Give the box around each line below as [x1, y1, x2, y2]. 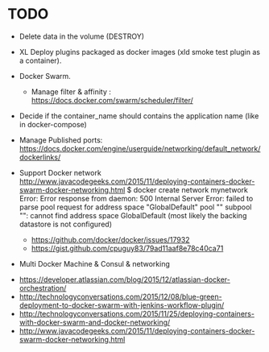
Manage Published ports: [19, 135, 103, 145]
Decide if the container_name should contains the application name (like [19, 110, 259, 121]
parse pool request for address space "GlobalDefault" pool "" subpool [19, 202, 252, 212]
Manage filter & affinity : [31, 86, 112, 97]
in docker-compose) [19, 119, 88, 129]
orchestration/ [19, 283, 67, 292]
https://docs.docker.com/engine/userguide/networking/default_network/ [19, 143, 261, 153]
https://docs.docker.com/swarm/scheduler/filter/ [31, 95, 194, 105]
